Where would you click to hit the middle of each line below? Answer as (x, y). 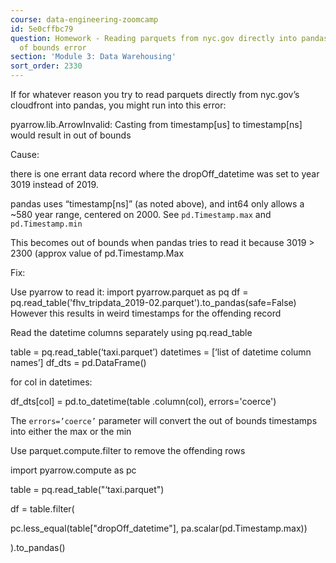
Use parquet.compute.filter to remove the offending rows (128, 450)
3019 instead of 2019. (54, 184)
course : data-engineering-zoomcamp (84, 19)
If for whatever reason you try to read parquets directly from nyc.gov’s (155, 94)
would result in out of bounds (71, 135)
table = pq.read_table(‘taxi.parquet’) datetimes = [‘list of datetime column (161, 352)
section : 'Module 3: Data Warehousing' (93, 57)
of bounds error (53, 47)
